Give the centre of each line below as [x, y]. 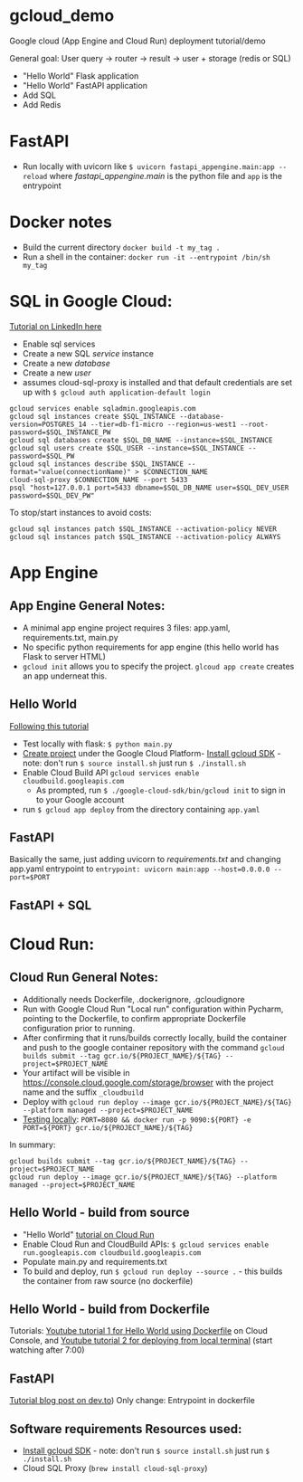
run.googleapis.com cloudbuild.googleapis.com [112, 1253]
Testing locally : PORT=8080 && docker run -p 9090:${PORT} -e [137, 1119]
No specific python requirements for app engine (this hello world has [151, 647]
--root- [255, 424]
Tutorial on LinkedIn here [56, 326]
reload [35, 176]
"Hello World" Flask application [80, 76]
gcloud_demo [62, 16]
